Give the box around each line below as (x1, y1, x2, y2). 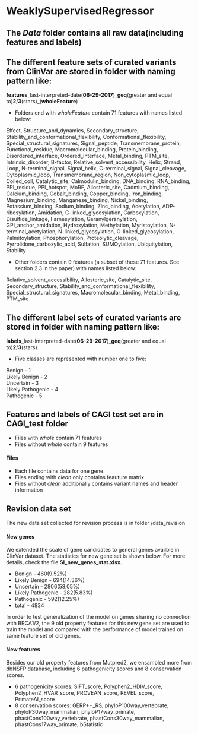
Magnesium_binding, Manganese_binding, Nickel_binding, (6, 197, 148, 204)
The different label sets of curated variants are (6, 312, 182, 322)
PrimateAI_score (14, 696, 55, 703)
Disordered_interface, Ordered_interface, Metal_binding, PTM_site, (6, 153, 170, 160)
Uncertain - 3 (6, 379, 39, 387)
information (14, 486, 43, 493)
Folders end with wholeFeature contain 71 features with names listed (14, 109, 183, 116)
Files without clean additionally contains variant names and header (14, 480, 178, 488)
